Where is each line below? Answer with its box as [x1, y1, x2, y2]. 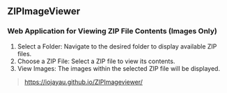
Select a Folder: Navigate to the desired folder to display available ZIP [17, 42, 217, 51]
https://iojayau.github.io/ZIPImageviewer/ [24, 78, 143, 86]
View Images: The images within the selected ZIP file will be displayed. [17, 64, 221, 72]
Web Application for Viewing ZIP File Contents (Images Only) [7, 26, 217, 36]
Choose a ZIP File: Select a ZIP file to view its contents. [17, 57, 175, 65]
